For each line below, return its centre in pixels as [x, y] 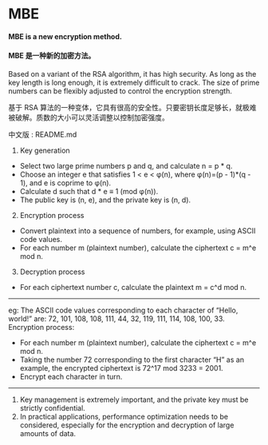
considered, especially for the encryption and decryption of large [127, 425]
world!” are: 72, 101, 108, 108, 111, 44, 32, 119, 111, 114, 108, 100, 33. [116, 318]
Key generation [45, 150]
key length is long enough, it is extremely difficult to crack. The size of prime [134, 82]
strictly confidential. [52, 407]
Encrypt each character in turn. [71, 376]
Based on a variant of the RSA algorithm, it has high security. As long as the [132, 74]
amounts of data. [48, 433]
